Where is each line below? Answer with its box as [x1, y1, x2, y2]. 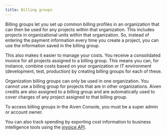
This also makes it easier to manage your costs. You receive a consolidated [5, 52, 161, 58]
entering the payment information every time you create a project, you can [5, 37, 159, 43]
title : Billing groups [5, 7, 53, 13]
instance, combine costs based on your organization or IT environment [5, 63, 151, 69]
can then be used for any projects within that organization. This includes [5, 26, 154, 33]
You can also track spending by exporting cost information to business [5, 118, 151, 124]
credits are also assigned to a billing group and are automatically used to [5, 88, 155, 94]
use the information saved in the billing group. [5, 42, 100, 48]
